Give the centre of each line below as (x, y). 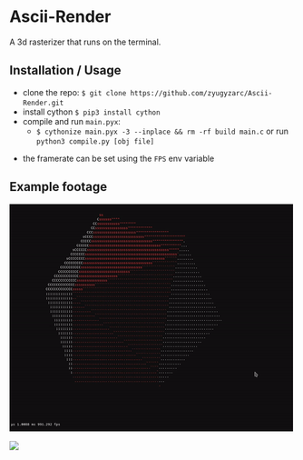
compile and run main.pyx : (71, 121)
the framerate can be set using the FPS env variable (118, 158)
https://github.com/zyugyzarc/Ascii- (201, 93)
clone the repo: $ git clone (74, 92)
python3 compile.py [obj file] (95, 141)
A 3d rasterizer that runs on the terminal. (85, 42)
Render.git (43, 103)
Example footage (59, 187)
